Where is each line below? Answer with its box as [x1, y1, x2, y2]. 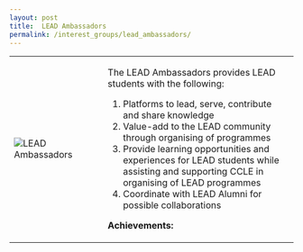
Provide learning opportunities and [123, 143, 271, 156]
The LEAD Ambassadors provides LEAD [107, 67, 277, 79]
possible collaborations [123, 199, 222, 211]
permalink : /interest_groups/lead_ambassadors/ [9, 30, 192, 39]
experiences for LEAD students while [123, 154, 280, 166]
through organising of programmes [123, 131, 271, 144]
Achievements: [107, 220, 174, 232]
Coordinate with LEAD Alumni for [123, 188, 262, 201]
